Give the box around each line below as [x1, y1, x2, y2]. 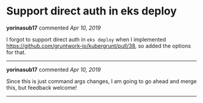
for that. [6, 48, 26, 55]
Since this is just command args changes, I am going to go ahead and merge [6, 77, 197, 85]
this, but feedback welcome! [6, 84, 77, 91]
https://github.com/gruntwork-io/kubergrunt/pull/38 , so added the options [6, 42, 192, 49]
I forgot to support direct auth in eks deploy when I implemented [6, 36, 166, 43]
